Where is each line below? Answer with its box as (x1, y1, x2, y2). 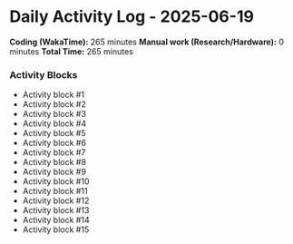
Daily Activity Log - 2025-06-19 (9, 6, 254, 27)
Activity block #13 (22, 205, 90, 216)
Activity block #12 (22, 195, 90, 206)
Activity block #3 (22, 109, 86, 120)
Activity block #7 (22, 147, 86, 158)
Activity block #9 (22, 166, 86, 178)
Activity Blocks (9, 68, 78, 81)
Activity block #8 (22, 157, 86, 168)
